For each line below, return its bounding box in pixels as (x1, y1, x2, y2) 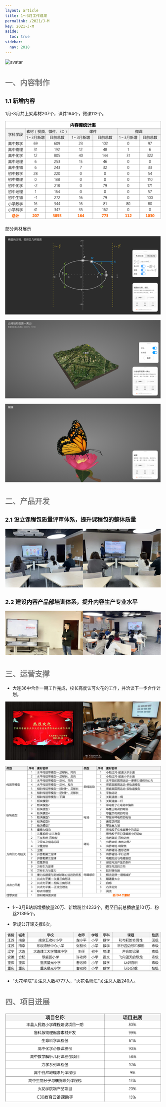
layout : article (5, 8, 39, 13)
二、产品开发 (5, 496, 50, 506)
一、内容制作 (5, 78, 50, 87)
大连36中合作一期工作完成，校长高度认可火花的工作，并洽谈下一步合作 (12, 685, 157, 691)
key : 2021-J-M (5, 24, 35, 29)
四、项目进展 (5, 997, 50, 1007)
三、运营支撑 (5, 669, 50, 679)
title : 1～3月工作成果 (5, 13, 47, 18)
